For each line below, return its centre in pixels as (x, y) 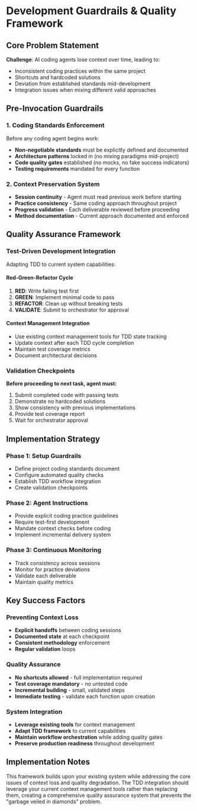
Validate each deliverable (46, 575)
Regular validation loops (45, 649)
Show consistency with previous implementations (75, 408)
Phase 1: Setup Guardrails (44, 456)
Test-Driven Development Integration (61, 251)
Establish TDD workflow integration (58, 482)
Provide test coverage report (50, 414)
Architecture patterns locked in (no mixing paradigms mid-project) (97, 156)
